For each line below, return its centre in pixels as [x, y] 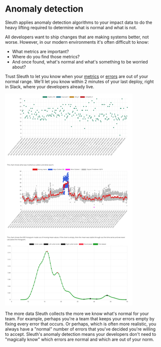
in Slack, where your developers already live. [50, 86]
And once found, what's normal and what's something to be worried [80, 62]
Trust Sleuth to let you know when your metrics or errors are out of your [77, 76]
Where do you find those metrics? [46, 56]
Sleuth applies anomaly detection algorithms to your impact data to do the [79, 22]
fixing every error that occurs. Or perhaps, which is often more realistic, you [80, 324]
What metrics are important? [40, 51]
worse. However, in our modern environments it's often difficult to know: [77, 42]
